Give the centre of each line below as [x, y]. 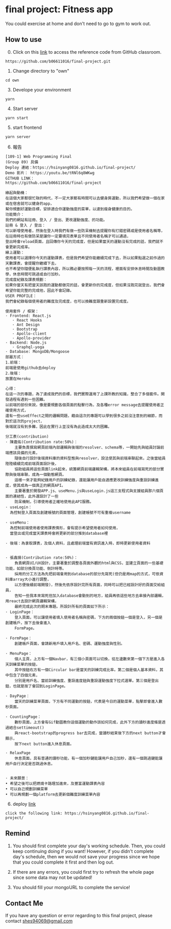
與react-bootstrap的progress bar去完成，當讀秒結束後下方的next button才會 [90, 733]
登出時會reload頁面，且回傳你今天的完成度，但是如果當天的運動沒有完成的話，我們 [81, 241]
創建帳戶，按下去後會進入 [28, 623]
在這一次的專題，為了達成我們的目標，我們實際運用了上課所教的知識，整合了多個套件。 [83, 394]
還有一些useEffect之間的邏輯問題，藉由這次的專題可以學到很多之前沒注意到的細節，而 [84, 416]
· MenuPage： [19, 653]
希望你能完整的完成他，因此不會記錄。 [40, 290]
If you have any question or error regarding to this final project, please [79, 916]
